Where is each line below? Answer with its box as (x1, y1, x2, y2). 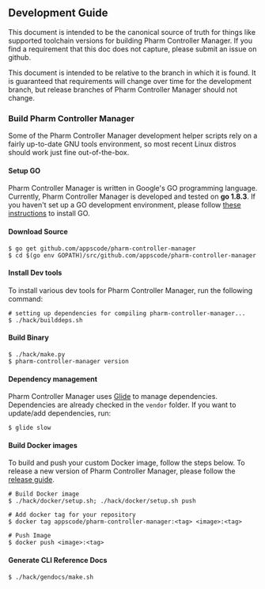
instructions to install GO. (8, 209, 90, 218)
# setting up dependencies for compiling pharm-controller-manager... (8, 309, 246, 317)
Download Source (8, 226, 69, 236)
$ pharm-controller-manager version (8, 357, 129, 365)
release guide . (8, 475, 55, 484)
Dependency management (8, 374, 97, 383)
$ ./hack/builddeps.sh (8, 316, 83, 324)
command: (8, 294, 44, 303)
